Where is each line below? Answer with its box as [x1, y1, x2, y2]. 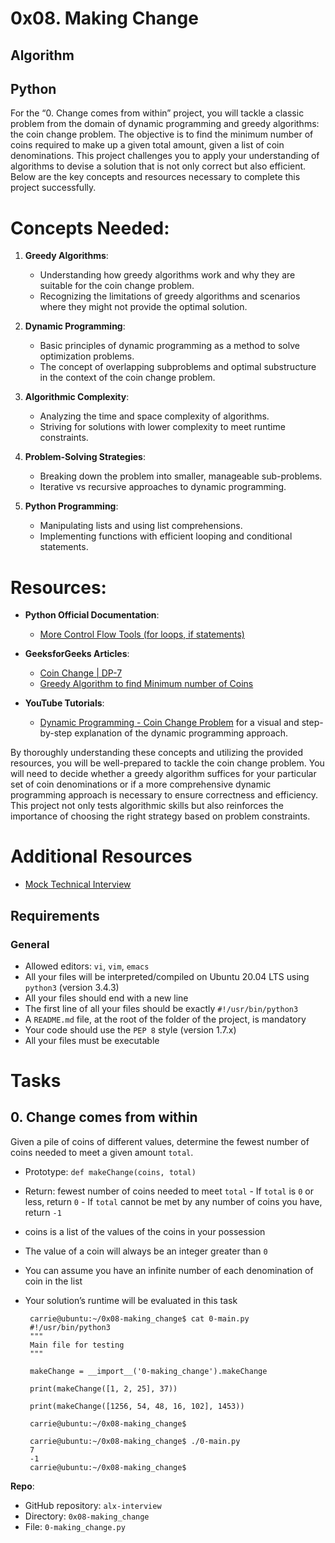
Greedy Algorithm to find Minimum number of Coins [39, 678, 254, 690]
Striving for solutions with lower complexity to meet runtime [39, 421, 286, 433]
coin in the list [24, 1275, 83, 1287]
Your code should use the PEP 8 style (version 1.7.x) [24, 1023, 237, 1036]
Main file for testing [29, 1340, 125, 1350]
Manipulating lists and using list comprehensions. [39, 520, 243, 532]
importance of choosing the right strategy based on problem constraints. [10, 810, 311, 822]
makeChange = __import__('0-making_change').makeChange [29, 1366, 268, 1376]
